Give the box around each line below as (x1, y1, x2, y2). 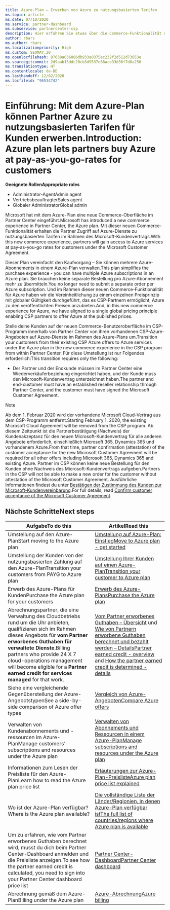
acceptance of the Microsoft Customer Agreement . (5, 492, 112, 498)
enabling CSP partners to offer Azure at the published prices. (5, 313, 133, 319)
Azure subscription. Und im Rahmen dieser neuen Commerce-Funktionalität (5, 286, 163, 292)
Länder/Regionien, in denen (95, 797, 160, 805)
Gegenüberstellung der (8, 690, 63, 698)
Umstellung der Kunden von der (8, 552, 83, 559)
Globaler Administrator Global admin (12, 202, 88, 208)
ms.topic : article (5, 12, 44, 17)
